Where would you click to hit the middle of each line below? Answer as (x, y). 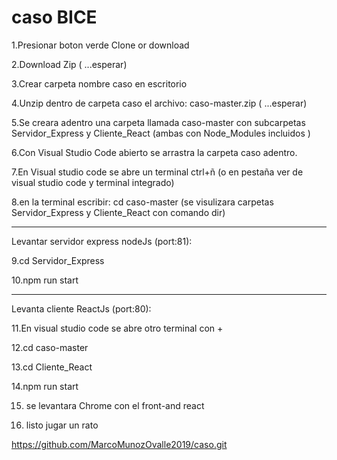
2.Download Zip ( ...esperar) (69, 64)
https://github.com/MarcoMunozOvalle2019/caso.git (119, 444)
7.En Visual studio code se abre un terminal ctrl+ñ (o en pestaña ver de (157, 172)
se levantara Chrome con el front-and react (115, 405)
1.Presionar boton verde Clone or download (100, 45)
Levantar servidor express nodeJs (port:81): (102, 241)
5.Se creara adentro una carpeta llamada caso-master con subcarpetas (158, 122)
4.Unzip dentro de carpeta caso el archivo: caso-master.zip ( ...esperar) (159, 103)
